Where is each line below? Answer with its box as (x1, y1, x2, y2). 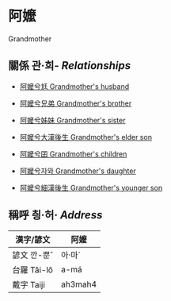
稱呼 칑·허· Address (8, 208, 103, 222)
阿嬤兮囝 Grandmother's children (19, 149, 127, 159)
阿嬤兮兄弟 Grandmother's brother (19, 98, 132, 108)
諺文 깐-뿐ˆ (12, 249, 54, 260)
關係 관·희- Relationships (8, 59, 131, 72)
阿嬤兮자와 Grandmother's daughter (19, 166, 136, 176)
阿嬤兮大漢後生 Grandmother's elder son (19, 132, 153, 141)
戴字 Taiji (12, 279, 46, 290)
